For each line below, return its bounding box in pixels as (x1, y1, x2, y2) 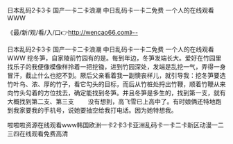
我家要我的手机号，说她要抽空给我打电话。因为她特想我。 (12, 106, 178, 114)
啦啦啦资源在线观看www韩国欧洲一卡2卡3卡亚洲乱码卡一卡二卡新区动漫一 (7, 121, 218, 129)
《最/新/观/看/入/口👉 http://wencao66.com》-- (7, 29, 139, 36)
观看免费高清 (31, 129, 68, 138)
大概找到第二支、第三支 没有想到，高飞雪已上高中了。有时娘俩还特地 (7, 97, 216, 106)
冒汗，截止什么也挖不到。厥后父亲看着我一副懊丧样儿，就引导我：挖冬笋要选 (7, 72, 226, 79)
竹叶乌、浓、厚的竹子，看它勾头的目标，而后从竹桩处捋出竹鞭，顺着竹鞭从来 (7, 80, 226, 88)
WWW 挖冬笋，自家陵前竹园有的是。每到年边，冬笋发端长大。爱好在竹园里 (7, 54, 222, 62)
